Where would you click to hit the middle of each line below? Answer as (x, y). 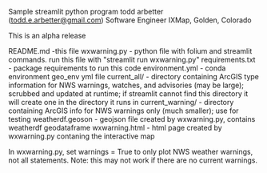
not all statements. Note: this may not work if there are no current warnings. (133, 160)
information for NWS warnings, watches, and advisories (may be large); (126, 85)
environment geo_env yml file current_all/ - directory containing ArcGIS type (134, 76)
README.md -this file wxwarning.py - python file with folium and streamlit (130, 51)
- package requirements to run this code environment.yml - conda (117, 68)
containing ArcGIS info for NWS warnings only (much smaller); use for (124, 111)
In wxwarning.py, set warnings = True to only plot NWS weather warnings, (131, 152)
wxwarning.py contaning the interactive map (82, 136)
